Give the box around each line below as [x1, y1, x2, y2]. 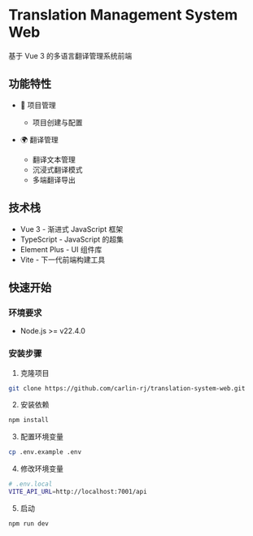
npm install [8, 416, 49, 425]
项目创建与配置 [32, 117, 83, 127]
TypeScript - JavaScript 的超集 [20, 234, 124, 244]
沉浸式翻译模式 [32, 164, 83, 174]
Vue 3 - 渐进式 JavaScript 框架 [20, 224, 124, 233]
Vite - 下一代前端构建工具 [20, 255, 106, 264]
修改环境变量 [20, 464, 63, 473]
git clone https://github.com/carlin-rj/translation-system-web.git [8, 384, 246, 392]
